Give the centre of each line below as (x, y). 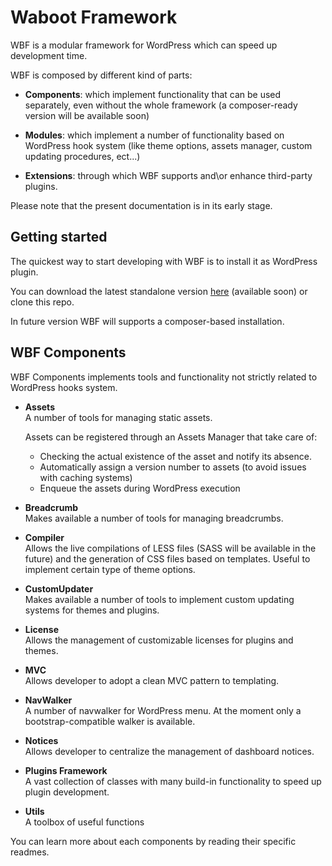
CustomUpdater (59, 588)
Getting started (59, 237)
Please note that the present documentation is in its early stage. (141, 205)
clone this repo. (42, 302)
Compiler (44, 537)
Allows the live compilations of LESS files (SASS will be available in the (170, 548)
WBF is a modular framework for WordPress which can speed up (144, 45)
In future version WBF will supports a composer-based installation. (147, 321)
